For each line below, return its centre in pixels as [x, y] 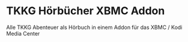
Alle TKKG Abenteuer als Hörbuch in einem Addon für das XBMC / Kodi [94, 27]
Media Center [23, 33]
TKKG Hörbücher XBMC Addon [86, 11]
